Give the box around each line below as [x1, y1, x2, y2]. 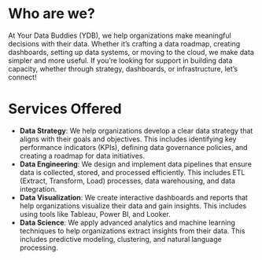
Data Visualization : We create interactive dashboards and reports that [19, 192, 248, 202]
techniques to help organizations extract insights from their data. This [19, 225, 245, 236]
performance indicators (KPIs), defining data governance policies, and [19, 142, 248, 152]
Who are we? [8, 5, 96, 23]
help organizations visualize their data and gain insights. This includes [19, 201, 247, 211]
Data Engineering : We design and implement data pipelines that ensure [19, 159, 252, 169]
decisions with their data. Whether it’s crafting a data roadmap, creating [8, 38, 241, 48]
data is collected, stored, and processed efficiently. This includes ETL [19, 167, 245, 177]
